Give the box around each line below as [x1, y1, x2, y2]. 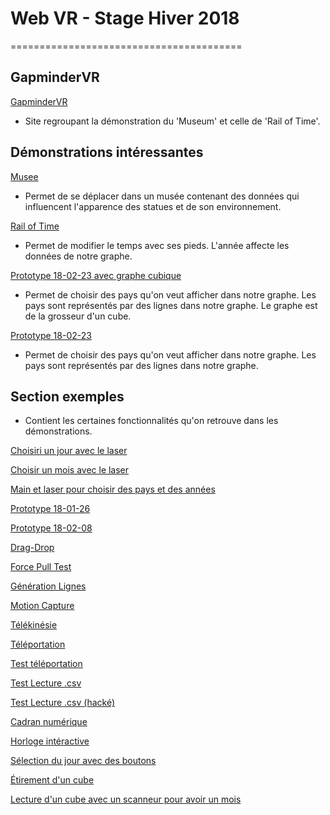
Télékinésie [10, 619, 58, 631]
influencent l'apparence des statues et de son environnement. [24, 200, 282, 212]
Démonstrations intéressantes [10, 144, 204, 161]
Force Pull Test [10, 561, 72, 573]
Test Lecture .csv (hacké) [10, 697, 116, 709]
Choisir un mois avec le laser [10, 464, 130, 476]
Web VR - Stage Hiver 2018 [10, 7, 240, 30]
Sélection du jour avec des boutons [10, 755, 157, 767]
